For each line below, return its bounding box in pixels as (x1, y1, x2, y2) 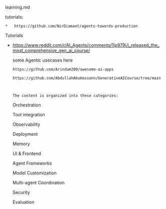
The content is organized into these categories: (12, 93, 119, 98)
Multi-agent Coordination (12, 180, 65, 185)
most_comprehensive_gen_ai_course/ (12, 48, 90, 53)
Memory (12, 141, 30, 147)
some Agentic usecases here (12, 57, 73, 63)
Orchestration (12, 102, 41, 108)
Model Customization (12, 170, 57, 176)
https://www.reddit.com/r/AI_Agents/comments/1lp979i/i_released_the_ (12, 42, 159, 48)
